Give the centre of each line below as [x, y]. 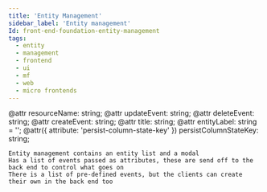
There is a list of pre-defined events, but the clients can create [125, 175]
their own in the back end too [61, 182]
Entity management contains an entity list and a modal [104, 153]
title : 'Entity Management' [55, 16]
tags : [17, 38]
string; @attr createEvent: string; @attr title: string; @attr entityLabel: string [133, 122]
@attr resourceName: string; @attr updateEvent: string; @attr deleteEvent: [131, 113]
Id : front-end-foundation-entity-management [84, 31]
